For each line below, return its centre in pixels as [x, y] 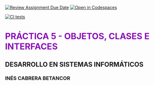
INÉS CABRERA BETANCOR [38, 78]
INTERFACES [31, 47]
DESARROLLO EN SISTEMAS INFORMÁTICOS [74, 64]
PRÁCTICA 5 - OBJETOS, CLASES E [77, 36]
